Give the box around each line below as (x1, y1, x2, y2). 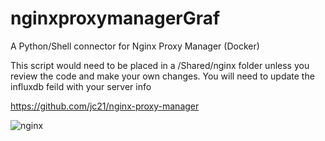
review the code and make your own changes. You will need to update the (10, 70, 315, 82)
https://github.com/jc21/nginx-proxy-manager (10, 100, 200, 112)
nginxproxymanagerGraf (10, 7, 221, 30)
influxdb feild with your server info (10, 80, 152, 92)
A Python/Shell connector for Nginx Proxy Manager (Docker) (10, 40, 260, 52)
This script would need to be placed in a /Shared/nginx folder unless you (10, 59, 310, 71)
